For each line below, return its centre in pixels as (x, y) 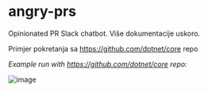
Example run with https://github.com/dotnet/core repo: (98, 64)
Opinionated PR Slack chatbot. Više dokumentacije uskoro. (104, 33)
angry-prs (42, 11)
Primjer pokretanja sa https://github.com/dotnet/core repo (103, 48)
